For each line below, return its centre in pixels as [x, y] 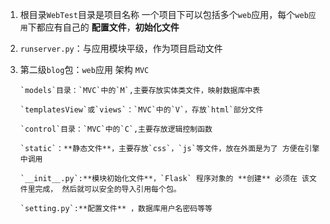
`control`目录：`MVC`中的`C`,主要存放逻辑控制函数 [116, 129]
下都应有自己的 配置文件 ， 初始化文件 [103, 27]
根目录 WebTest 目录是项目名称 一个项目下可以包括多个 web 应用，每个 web [164, 14]
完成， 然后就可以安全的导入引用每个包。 [108, 189]
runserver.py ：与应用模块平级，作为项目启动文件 [121, 48]
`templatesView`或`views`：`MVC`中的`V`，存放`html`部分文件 [141, 110]
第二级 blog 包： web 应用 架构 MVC [84, 69]
